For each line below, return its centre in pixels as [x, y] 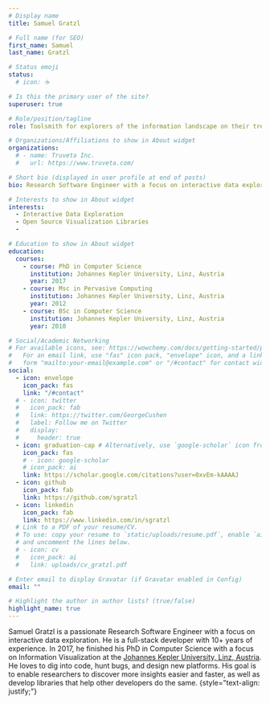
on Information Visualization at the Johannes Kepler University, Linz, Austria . [135, 657]
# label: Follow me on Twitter [72, 423]
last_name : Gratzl [39, 53]
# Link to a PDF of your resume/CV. [77, 527]
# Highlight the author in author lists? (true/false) [102, 601]
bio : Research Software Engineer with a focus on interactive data [124, 185]
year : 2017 [48, 281]
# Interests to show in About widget [72, 199]
